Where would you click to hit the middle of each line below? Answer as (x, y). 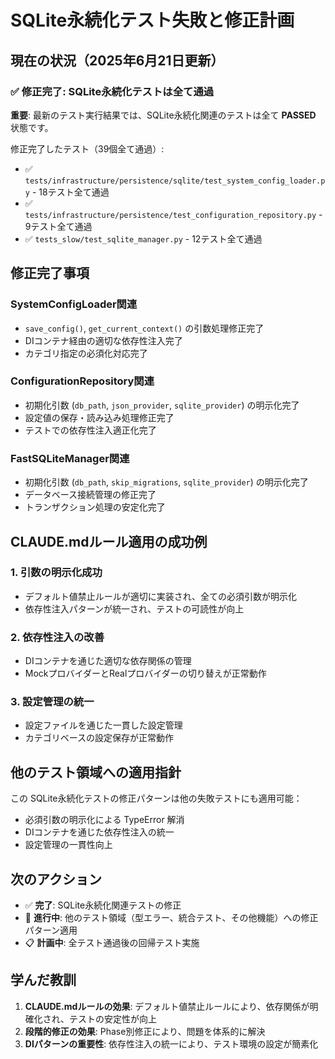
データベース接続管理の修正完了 (90, 495)
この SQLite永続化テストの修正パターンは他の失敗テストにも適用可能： (156, 798)
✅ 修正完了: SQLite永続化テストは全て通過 (112, 91)
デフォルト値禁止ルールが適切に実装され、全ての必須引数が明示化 (160, 596)
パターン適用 (51, 930)
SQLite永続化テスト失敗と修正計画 (152, 20)
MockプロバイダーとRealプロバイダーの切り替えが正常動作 (145, 673)
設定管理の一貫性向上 (68, 845)
